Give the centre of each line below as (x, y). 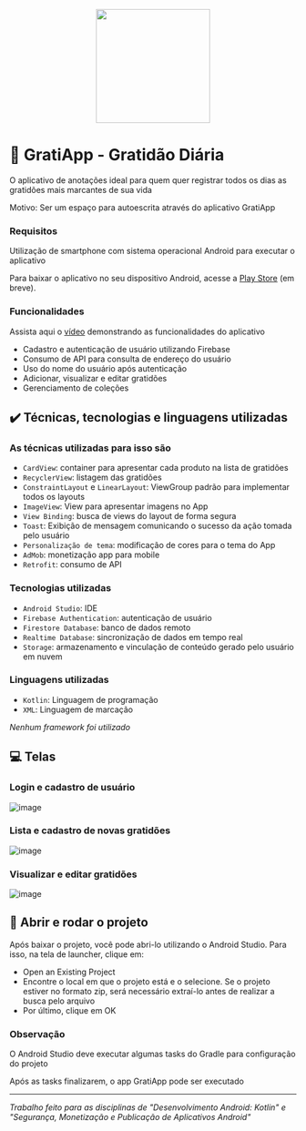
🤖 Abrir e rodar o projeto (79, 923)
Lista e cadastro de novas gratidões (90, 830)
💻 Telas (33, 757)
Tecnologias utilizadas (61, 588)
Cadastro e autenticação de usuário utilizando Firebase (126, 349)
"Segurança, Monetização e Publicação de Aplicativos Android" (130, 1117)
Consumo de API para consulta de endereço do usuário (127, 359)
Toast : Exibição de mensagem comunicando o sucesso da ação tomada (157, 526)
